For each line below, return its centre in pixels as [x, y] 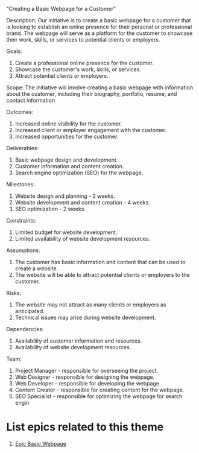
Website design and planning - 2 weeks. [65, 196]
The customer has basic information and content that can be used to [100, 262]
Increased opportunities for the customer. [67, 136]
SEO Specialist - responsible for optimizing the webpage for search [99, 396]
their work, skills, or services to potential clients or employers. [83, 40]
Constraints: [21, 220]
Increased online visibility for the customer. [68, 124]
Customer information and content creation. [69, 166]
